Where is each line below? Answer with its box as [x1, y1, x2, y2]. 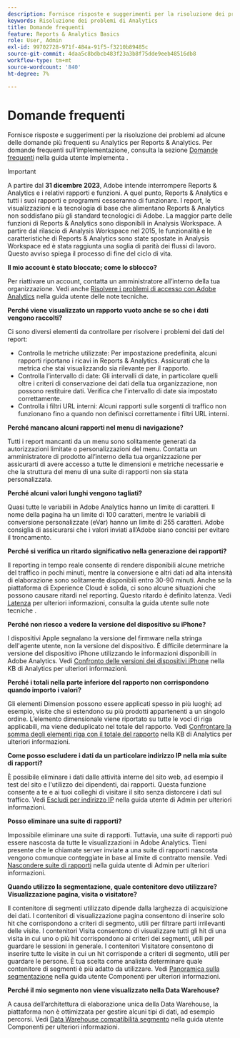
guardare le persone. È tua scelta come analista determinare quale [7, 957, 204, 966]
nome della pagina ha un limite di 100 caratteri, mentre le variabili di [7, 510, 206, 519]
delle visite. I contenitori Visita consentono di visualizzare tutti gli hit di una [7, 927, 226, 935]
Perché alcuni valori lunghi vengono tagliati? [7, 489, 143, 498]
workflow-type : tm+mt [7, 57, 72, 64]
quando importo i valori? [7, 686, 82, 695]
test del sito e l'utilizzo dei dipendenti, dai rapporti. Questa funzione [7, 780, 206, 789]
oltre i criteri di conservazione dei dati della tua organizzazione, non [17, 379, 218, 388]
